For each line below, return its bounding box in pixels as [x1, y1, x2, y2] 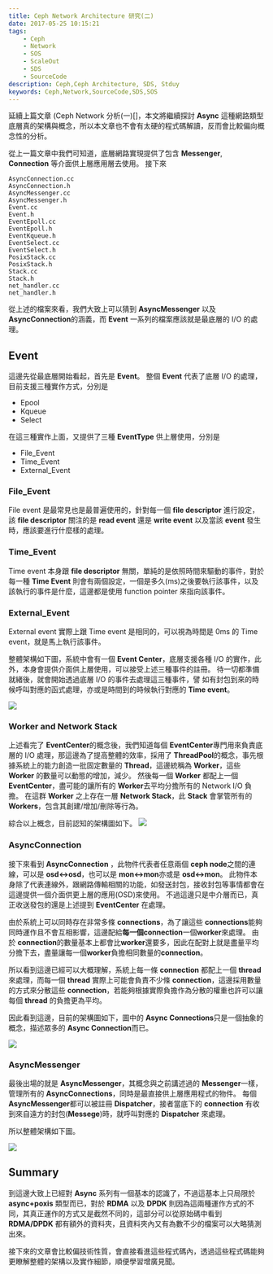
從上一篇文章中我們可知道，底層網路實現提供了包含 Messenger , [8, 148, 223, 159]
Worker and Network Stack [8, 721, 118, 732]
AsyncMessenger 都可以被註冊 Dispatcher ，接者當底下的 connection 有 [8, 1098, 253, 1108]
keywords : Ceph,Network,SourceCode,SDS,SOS [8, 87, 158, 96]
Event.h [8, 211, 35, 219]
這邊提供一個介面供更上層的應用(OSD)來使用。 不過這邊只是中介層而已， [8, 889, 252, 900]
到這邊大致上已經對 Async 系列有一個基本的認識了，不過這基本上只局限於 [8, 1188, 256, 1197]
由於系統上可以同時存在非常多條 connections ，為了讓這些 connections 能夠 [8, 917, 262, 926]
